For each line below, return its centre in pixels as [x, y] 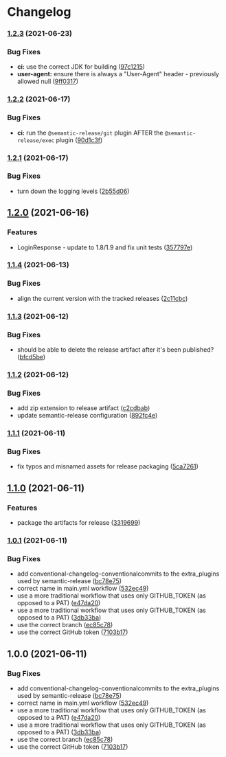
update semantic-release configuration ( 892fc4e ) [87, 416]
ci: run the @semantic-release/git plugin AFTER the [90, 133]
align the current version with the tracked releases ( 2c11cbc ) [102, 298]
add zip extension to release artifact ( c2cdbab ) [83, 408]
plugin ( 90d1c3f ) [79, 140]
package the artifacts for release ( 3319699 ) [79, 523]
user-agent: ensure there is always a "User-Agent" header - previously [118, 74]
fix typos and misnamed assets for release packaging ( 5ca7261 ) [108, 466]
